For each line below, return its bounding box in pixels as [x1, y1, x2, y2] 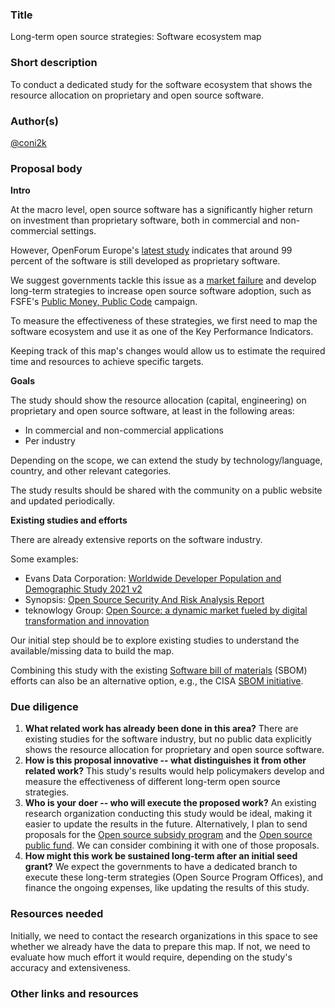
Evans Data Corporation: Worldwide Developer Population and [24, 573, 282, 585]
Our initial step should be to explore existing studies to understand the [10, 634, 300, 647]
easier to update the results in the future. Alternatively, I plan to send [24, 818, 308, 830]
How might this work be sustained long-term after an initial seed [24, 850, 298, 862]
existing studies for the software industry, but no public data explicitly [24, 733, 312, 745]
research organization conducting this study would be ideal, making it [24, 808, 312, 820]
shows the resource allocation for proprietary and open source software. [24, 744, 325, 756]
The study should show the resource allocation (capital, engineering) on [10, 394, 307, 407]
